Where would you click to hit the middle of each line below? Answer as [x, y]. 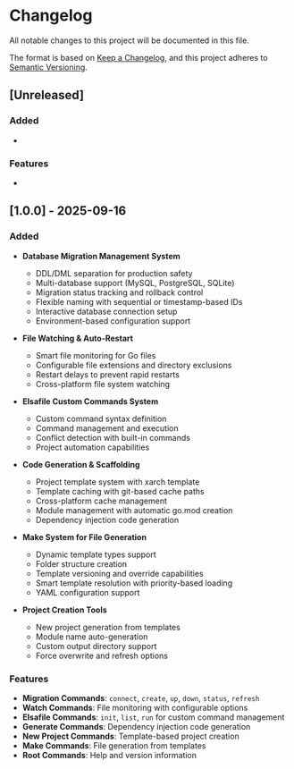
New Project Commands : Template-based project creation [130, 736]
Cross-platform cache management [101, 501]
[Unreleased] [47, 95]
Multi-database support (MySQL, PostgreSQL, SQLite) [135, 283]
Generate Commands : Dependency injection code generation [136, 726]
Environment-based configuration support [113, 321]
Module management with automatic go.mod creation [134, 510]
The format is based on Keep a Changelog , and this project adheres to [139, 57]
